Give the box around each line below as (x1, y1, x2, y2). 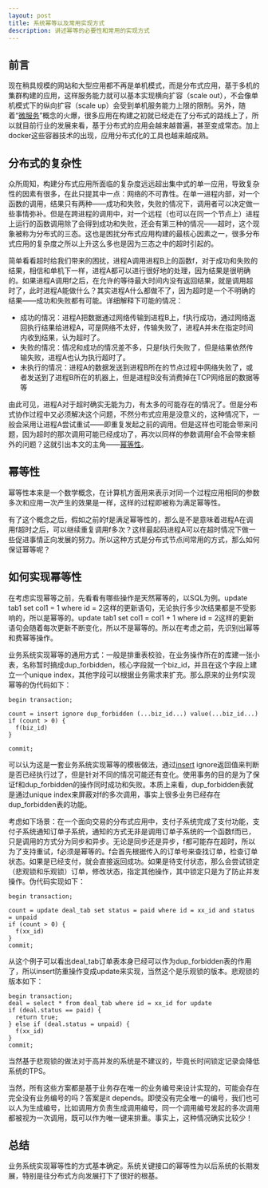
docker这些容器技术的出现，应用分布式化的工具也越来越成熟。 (8, 131, 213, 141)
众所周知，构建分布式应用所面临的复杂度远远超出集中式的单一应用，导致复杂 (8, 179, 260, 188)
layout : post (8, 11, 52, 20)
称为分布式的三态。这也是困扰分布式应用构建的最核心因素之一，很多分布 (22, 229, 260, 238)
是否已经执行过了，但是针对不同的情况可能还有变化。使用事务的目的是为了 (8, 770, 253, 779)
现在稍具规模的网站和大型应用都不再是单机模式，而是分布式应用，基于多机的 (8, 81, 260, 90)
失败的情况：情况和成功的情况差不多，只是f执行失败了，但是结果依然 (19, 343, 246, 352)
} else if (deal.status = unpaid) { (8, 1020, 130, 1028)
